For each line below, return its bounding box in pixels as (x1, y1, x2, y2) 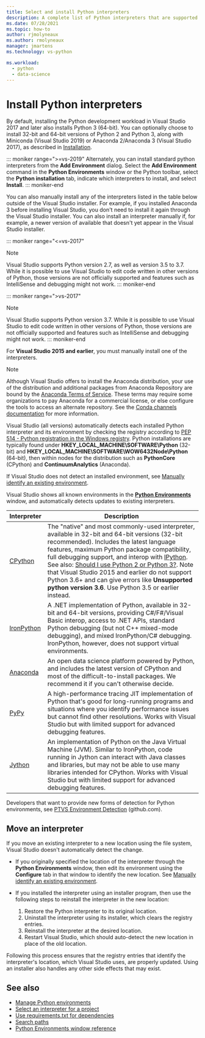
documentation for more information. (6, 410, 99, 417)
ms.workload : (6, 59, 40, 66)
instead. (47, 591, 71, 599)
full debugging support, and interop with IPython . (47, 553, 188, 561)
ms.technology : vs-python (6, 49, 72, 55)
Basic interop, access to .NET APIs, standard (47, 616, 175, 625)
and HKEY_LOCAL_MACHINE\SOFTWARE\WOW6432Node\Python (16, 448, 188, 455)
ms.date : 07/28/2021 (6, 20, 59, 26)
